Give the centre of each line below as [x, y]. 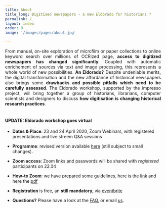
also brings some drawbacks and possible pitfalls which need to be [83, 83]
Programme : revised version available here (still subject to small [78, 146]
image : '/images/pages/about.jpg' [41, 33]
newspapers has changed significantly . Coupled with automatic [83, 62]
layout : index [20, 24]
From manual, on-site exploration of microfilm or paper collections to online [83, 51]
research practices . [25, 104]
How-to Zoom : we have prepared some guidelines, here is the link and [84, 176]
